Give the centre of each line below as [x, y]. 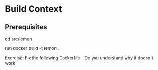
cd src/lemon [18, 39]
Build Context [33, 9]
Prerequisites [26, 27]
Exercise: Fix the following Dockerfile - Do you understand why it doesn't [79, 58]
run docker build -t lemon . [32, 48]
